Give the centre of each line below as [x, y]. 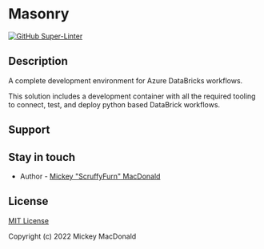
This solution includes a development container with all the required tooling [132, 96]
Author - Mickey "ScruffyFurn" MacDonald [90, 176]
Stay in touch [42, 157]
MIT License [29, 220]
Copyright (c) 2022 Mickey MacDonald [72, 236]
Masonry [39, 14]
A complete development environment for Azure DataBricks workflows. [126, 80]
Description [38, 61]
